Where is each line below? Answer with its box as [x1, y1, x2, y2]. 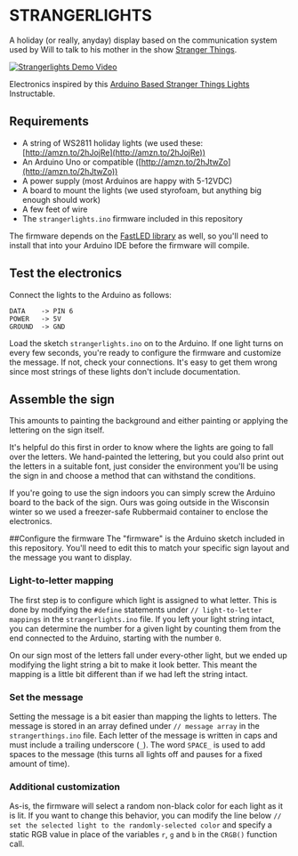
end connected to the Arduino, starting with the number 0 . [9, 633, 222, 643]
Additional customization [9, 780, 121, 793]
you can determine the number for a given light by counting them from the [9, 623, 282, 634]
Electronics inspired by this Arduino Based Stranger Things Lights [9, 78, 250, 89]
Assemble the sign [9, 392, 116, 407]
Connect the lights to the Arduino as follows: [9, 289, 172, 300]
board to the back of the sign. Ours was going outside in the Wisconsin [9, 497, 270, 508]
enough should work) [21, 194, 101, 205]
